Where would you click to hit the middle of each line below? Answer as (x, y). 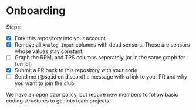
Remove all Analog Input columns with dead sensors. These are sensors (102, 45)
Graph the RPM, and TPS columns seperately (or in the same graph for (100, 58)
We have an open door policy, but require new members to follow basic (92, 95)
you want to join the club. (45, 83)
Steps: (14, 27)
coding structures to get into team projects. (58, 101)
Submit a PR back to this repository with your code (76, 70)
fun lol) (23, 64)
